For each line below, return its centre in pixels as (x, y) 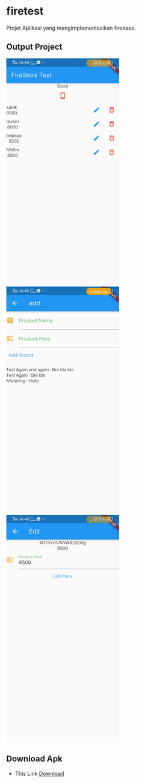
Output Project (34, 47)
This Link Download (39, 773)
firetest (25, 11)
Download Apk (34, 759)
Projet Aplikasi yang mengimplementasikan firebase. (71, 28)
